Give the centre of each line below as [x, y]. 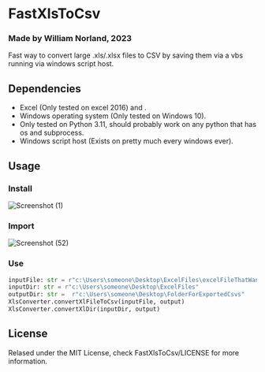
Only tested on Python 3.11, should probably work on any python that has [138, 125]
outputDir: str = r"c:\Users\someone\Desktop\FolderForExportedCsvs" [127, 295]
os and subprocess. [52, 133]
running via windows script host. [61, 64]
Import [21, 225]
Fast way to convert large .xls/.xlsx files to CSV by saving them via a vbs [125, 55]
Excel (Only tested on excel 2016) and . [83, 108]
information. [28, 361]
